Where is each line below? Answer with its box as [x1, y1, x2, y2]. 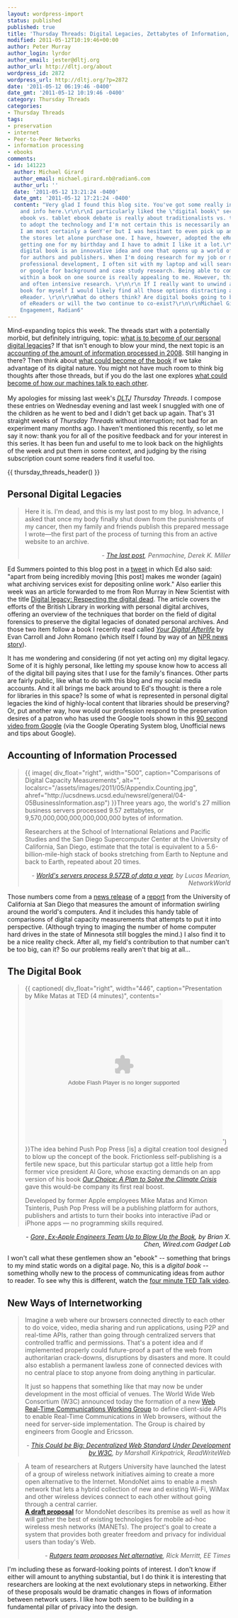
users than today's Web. [24, 1538, 96, 1546]
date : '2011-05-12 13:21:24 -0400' [13, 188, 119, 196]
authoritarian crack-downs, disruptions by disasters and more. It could [24, 1354, 230, 1362]
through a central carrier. [24, 1500, 98, 1509]
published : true [7, 23, 55, 30]
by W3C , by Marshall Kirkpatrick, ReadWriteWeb [88, 1449, 231, 1457]
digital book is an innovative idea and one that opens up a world [20, 247, 223, 255]
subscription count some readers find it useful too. [7, 454, 155, 463]
